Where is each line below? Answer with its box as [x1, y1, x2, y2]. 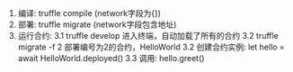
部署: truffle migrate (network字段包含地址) [17, 19, 177, 30]
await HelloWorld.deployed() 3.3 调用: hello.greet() [17, 53, 205, 63]
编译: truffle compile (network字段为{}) [17, 8, 162, 18]
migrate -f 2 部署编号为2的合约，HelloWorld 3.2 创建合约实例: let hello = [17, 41, 285, 52]
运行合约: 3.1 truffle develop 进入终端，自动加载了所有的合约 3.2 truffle [17, 31, 279, 40]
